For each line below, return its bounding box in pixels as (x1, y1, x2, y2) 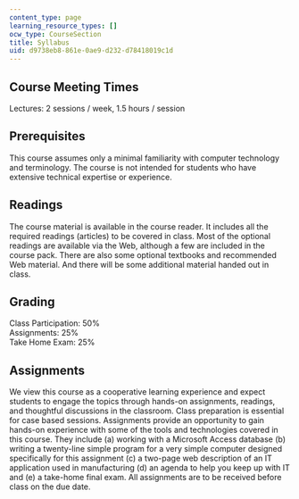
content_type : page (9, 12, 82, 22)
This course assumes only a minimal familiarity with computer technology (9, 153, 279, 163)
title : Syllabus (9, 37, 70, 47)
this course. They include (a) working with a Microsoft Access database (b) (9, 434, 287, 445)
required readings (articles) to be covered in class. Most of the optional (9, 230, 270, 241)
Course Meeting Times (9, 79, 139, 95)
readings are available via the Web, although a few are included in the (9, 240, 266, 251)
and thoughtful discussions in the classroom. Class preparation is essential (9, 405, 285, 416)
